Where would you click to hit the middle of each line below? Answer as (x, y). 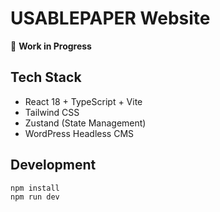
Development (53, 165)
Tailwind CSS (52, 112)
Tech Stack (46, 77)
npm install (35, 188)
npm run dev (35, 197)
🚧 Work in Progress (51, 46)
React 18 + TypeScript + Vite (83, 101)
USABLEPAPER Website (110, 18)
